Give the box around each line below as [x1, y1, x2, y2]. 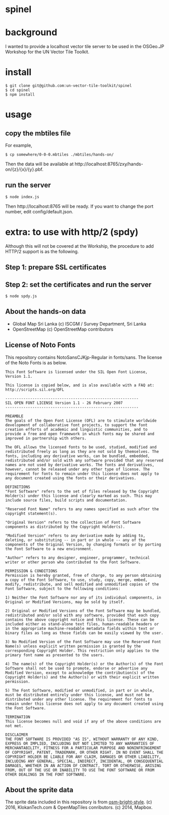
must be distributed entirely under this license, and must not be [5, 692, 150, 697]
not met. [5, 723, 24, 729]
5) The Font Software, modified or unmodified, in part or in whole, [5, 688, 155, 693]
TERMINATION [5, 714, 30, 719]
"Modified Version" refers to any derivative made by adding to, [5, 533, 145, 538]
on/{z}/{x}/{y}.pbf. [5, 166, 44, 172]
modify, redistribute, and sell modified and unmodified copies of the [5, 581, 159, 587]
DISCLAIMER [5, 732, 28, 737]
